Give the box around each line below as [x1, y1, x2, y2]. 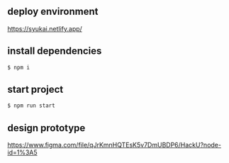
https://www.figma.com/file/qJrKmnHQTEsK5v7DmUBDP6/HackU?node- [7, 141, 222, 149]
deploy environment [7, 6, 99, 18]
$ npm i [7, 64, 30, 71]
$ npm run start [7, 102, 55, 109]
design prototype [7, 122, 86, 134]
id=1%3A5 [7, 148, 38, 157]
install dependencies [7, 45, 102, 57]
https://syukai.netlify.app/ [7, 24, 83, 33]
